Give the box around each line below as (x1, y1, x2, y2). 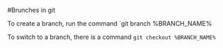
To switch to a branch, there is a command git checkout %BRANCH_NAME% (7, 33, 216, 41)
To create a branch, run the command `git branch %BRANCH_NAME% (7, 19, 212, 27)
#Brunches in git (7, 6, 55, 14)
